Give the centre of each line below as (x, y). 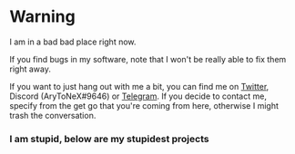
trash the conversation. (53, 115)
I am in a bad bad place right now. (73, 42)
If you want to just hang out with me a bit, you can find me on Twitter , (139, 86)
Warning (42, 17)
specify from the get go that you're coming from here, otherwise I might (144, 105)
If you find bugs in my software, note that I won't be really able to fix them (148, 59)
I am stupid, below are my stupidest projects (109, 139)
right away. (31, 69)
